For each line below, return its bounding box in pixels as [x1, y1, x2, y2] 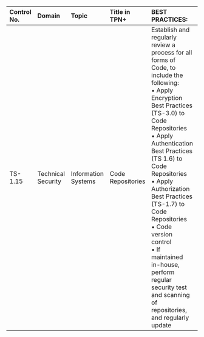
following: [151, 79, 179, 87]
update [151, 321, 172, 329]
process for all [151, 48, 192, 56]
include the [151, 71, 183, 79]
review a [151, 41, 176, 49]
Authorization [151, 185, 190, 193]
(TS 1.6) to [151, 155, 183, 162]
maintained [151, 253, 183, 261]
